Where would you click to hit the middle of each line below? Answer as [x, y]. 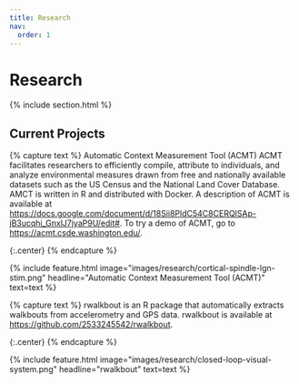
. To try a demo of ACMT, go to [178, 223]
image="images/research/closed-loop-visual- [186, 359]
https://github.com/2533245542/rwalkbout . [91, 325]
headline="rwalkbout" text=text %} [125, 369]
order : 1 [34, 35]
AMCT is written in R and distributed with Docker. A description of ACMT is [149, 194]
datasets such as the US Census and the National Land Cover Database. [145, 185]
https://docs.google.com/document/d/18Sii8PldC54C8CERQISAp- [133, 214]
